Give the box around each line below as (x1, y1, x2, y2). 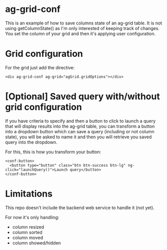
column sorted (12, 229, 42, 235)
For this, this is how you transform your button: (5, 149, 101, 155)
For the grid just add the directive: (5, 64, 75, 70)
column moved (12, 235, 43, 241)
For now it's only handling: (5, 214, 60, 220)
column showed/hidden (12, 240, 61, 246)
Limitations (5, 188, 53, 199)
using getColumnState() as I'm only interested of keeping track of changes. (5, 25, 160, 31)
